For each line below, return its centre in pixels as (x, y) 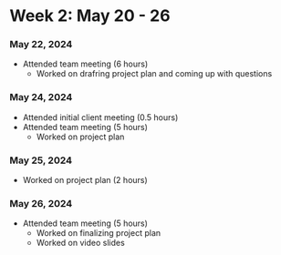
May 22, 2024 (41, 45)
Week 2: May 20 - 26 (90, 16)
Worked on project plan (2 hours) (85, 180)
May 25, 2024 (41, 160)
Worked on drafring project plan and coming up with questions (154, 74)
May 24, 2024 (41, 97)
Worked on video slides (80, 243)
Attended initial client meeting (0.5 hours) (100, 117)
